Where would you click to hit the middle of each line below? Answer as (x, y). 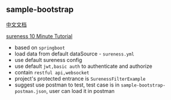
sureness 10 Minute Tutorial (39, 36)
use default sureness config (48, 60)
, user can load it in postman (81, 91)
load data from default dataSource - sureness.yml (74, 54)
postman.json (30, 91)
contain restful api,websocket (52, 72)
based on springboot (40, 47)
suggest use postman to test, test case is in (67, 85)
